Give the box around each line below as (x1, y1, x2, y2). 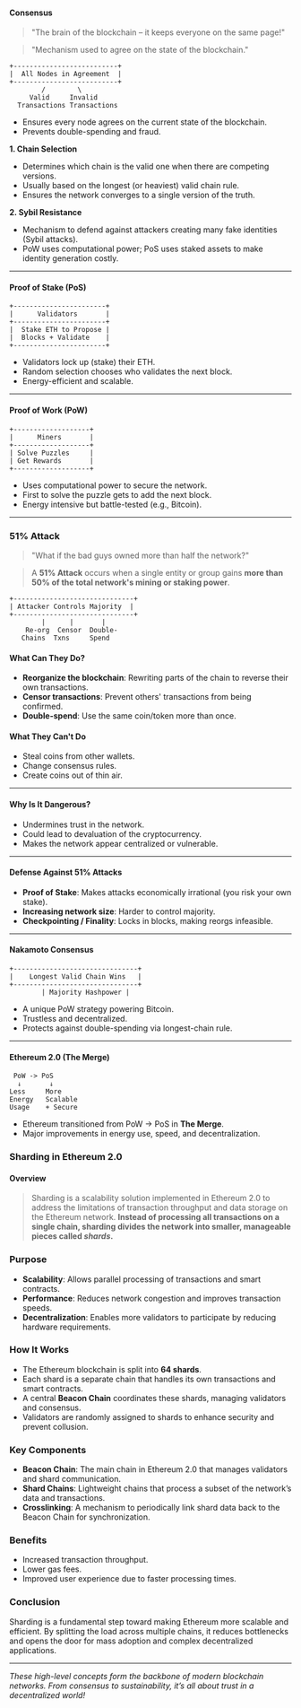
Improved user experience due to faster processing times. (21, 1573, 237, 1584)
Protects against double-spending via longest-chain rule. (21, 1023, 233, 1033)
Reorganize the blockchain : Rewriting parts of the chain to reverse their (21, 673, 289, 684)
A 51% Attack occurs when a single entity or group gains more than (30, 567, 284, 578)
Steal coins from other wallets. (21, 751, 135, 762)
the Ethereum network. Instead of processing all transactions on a (30, 1212, 280, 1223)
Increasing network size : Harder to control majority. (21, 906, 216, 917)
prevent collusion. (21, 1421, 89, 1432)
